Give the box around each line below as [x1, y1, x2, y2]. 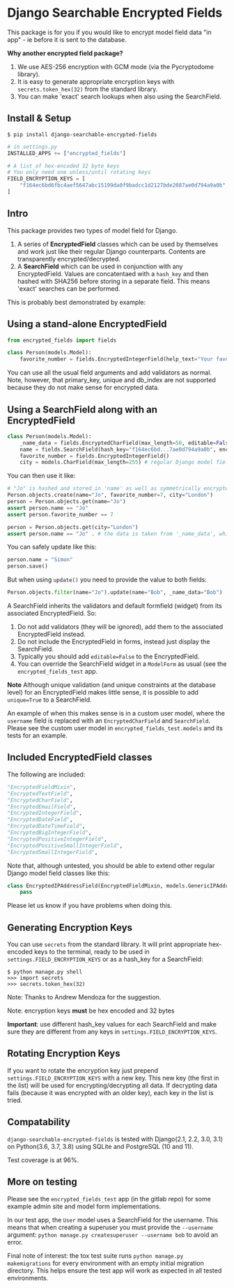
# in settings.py [7, 143, 58, 150]
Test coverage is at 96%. [7, 1155, 79, 1164]
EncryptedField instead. [17, 630, 86, 639]
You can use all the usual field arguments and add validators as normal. [7, 368, 212, 377]
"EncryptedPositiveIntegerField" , [7, 835, 108, 843]
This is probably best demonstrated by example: [7, 298, 146, 306]
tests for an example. [7, 732, 68, 740]
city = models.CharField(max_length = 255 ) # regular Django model [19, 459, 214, 466]
